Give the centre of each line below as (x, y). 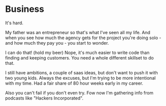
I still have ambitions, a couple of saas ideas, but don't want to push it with (82, 72)
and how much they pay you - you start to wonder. (57, 43)
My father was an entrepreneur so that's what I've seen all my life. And (78, 32)
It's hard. (14, 23)
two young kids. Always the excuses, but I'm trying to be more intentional (81, 78)
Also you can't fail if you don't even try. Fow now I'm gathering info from (79, 93)
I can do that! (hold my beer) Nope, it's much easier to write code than (77, 53)
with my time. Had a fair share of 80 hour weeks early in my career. (74, 83)
